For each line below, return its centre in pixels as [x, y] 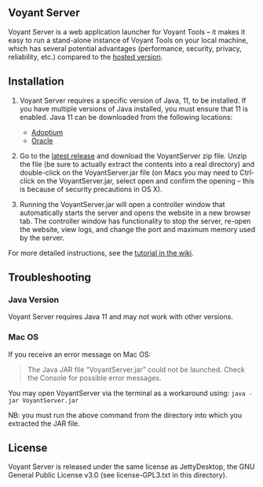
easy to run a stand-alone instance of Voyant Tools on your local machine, [128, 40]
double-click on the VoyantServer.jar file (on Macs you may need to [128, 173]
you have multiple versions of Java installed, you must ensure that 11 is [134, 108]
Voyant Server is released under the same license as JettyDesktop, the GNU [131, 467]
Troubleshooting [50, 278]
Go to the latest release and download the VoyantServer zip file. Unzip [133, 155]
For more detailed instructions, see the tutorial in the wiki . [101, 253]
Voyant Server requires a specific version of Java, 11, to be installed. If [133, 100]
